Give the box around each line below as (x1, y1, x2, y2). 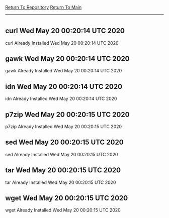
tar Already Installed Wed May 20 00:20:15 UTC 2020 (5, 179, 116, 185)
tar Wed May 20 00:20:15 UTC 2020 (5, 166, 121, 175)
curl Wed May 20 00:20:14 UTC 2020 (5, 27, 125, 35)
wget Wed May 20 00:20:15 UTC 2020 (5, 194, 128, 202)
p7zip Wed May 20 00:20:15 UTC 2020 (5, 110, 130, 119)
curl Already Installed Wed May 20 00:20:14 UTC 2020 (5, 40, 119, 46)
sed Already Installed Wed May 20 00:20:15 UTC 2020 (5, 151, 118, 157)
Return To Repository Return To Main (5, 5, 82, 10)
